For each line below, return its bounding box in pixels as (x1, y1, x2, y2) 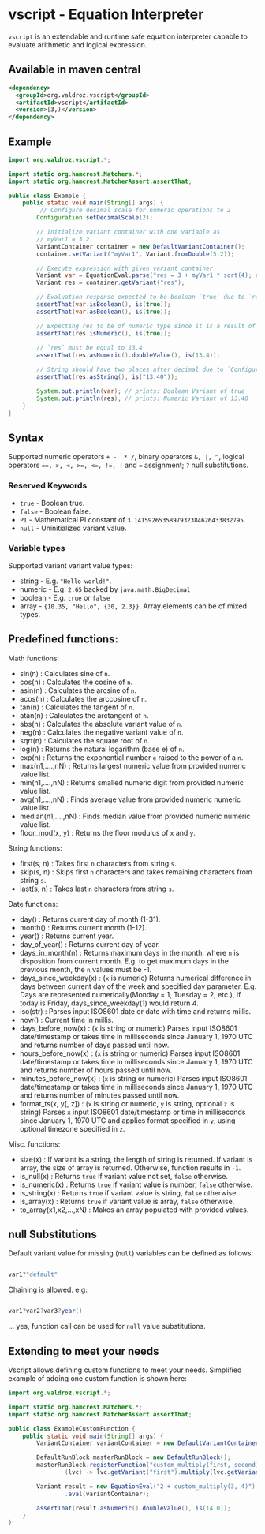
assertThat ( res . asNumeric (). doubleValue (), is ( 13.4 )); (36, 351, 221, 360)
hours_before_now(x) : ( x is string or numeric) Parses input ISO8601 (19, 1048, 241, 1058)
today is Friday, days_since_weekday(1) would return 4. (19, 998, 199, 1008)
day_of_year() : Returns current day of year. (19, 939, 160, 948)
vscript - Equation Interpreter (8, 6, 204, 24)
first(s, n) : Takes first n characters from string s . (19, 859, 177, 868)
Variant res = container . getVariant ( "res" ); (36, 279, 185, 287)
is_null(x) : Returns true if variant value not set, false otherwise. (19, 1171, 229, 1180)
